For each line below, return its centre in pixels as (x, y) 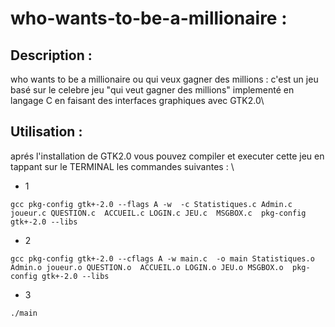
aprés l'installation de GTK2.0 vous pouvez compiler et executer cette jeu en (167, 156)
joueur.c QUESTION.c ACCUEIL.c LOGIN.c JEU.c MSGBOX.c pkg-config (158, 213)
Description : (51, 55)
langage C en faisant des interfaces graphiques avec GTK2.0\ (137, 100)
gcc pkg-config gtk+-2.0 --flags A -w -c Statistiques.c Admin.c (151, 204)
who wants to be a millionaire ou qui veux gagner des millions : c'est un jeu (164, 79)
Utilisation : (46, 132)
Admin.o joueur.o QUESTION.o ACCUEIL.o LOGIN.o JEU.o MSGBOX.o (147, 267)
